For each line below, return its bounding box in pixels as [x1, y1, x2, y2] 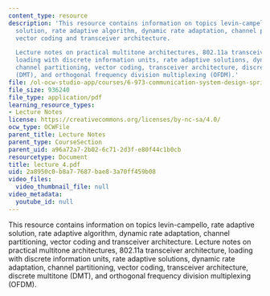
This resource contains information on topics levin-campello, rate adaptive [8, 220, 255, 229]
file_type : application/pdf [8, 93, 103, 101]
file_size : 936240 [8, 86, 70, 94]
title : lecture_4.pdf [8, 160, 81, 168]
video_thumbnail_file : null [15, 183, 110, 191]
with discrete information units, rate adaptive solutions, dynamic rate [8, 253, 235, 263]
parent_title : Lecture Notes [8, 131, 106, 139]
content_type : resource [8, 11, 88, 20]
